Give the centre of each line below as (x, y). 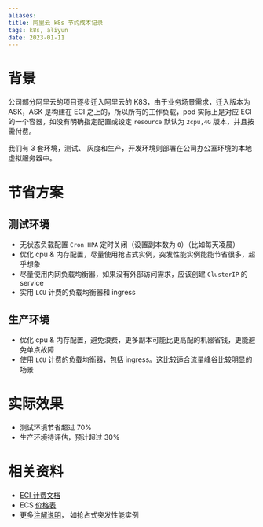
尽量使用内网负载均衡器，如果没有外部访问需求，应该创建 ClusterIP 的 (134, 274)
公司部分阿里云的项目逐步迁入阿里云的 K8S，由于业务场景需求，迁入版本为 (129, 102)
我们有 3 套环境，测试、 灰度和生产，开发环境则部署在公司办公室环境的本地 (130, 148)
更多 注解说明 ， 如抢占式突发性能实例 (79, 514)
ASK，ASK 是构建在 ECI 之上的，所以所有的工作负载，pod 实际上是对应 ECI (130, 112)
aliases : (22, 15)
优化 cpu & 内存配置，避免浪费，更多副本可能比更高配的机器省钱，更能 (134, 340)
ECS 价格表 (38, 505)
